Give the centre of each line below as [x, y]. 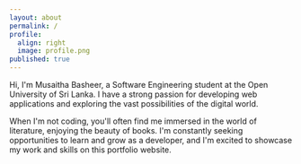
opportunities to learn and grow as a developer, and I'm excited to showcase [151, 140]
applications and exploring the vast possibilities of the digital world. [134, 104]
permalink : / [34, 26]
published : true [40, 59]
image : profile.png [54, 51]
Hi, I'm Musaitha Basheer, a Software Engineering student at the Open [139, 85]
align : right [42, 43]
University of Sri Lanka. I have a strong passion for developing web [133, 94]
